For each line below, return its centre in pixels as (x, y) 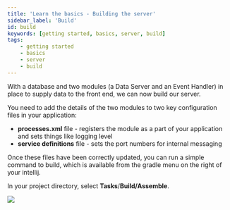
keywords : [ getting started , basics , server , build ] (86, 33)
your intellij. (24, 172)
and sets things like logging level (65, 136)
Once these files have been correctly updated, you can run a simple (106, 157)
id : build (22, 27)
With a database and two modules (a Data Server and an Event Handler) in (115, 86)
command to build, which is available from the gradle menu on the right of (115, 165)
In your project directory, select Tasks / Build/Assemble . (88, 186)
